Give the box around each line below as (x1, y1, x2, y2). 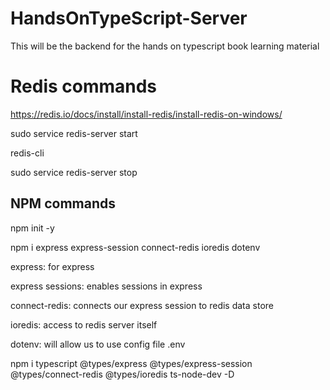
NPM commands (10, 195, 116, 212)
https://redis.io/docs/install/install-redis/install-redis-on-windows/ (10, 108, 283, 120)
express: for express (10, 260, 95, 272)
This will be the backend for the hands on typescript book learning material (10, 40, 320, 52)
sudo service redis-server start (10, 127, 138, 139)
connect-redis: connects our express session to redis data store (10, 299, 274, 311)
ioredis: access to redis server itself (10, 318, 158, 331)
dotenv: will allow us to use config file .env (10, 338, 186, 350)
